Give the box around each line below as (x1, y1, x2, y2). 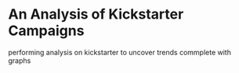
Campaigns (8, 22, 85, 40)
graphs (8, 56, 31, 65)
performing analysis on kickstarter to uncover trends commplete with (8, 47, 231, 57)
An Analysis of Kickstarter (8, 5, 184, 23)
